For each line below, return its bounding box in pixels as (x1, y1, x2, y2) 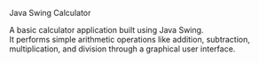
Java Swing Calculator (9, 8, 91, 18)
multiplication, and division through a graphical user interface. (9, 43, 236, 54)
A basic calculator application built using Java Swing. (9, 25, 204, 35)
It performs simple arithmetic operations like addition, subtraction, (9, 35, 251, 44)
